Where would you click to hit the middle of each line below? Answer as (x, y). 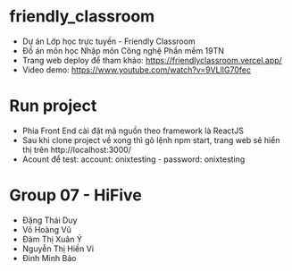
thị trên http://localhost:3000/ (77, 149)
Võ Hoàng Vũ (46, 229)
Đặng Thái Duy (50, 220)
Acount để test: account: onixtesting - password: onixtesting (133, 159)
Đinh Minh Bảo (49, 258)
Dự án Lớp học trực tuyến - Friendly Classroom (108, 41)
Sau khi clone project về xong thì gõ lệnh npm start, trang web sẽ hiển (151, 140)
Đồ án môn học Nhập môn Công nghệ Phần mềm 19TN (123, 50)
